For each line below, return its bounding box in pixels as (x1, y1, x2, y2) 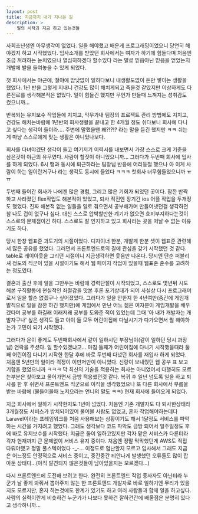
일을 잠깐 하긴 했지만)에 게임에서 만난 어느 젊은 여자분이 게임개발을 (26, 302, 180, 309)
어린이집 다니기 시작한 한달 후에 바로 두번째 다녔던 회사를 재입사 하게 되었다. (12, 351, 187, 358)
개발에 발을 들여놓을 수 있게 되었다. (6, 64, 87, 71)
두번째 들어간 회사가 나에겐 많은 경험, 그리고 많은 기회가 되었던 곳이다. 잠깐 (6, 188, 177, 195)
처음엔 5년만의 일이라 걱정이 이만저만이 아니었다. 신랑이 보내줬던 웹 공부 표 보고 (6, 358, 189, 366)
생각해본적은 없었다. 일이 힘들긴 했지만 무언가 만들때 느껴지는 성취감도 (26, 91, 187, 99)
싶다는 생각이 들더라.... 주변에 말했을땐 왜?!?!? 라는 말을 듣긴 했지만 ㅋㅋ (12, 126, 177, 133)
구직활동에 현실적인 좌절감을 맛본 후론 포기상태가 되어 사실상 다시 (16, 287, 167, 294)
